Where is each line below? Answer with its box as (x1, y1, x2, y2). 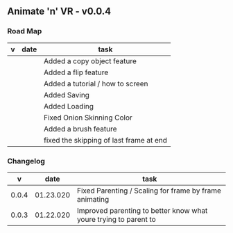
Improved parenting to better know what (76, 205, 208, 215)
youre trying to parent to (76, 214, 156, 224)
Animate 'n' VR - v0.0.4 (7, 6, 112, 17)
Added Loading (44, 101, 94, 111)
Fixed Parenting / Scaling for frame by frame (76, 186, 222, 195)
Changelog (7, 156, 45, 166)
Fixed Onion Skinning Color (44, 113, 133, 122)
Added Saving (44, 90, 90, 99)
